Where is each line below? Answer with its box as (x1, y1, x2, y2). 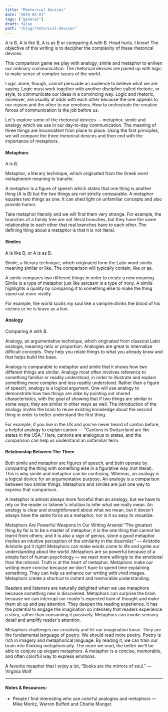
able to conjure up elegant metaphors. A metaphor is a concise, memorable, (5, 648, 162, 654)
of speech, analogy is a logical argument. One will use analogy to (5, 385, 139, 391)
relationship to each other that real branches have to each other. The (5, 222, 146, 228)
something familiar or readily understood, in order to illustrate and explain (5, 374, 156, 380)
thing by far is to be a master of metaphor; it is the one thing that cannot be (5, 527, 160, 533)
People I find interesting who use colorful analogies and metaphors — (12, 695, 156, 702)
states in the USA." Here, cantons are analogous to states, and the (5, 432, 141, 438)
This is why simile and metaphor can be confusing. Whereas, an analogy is (5, 470, 159, 476)
